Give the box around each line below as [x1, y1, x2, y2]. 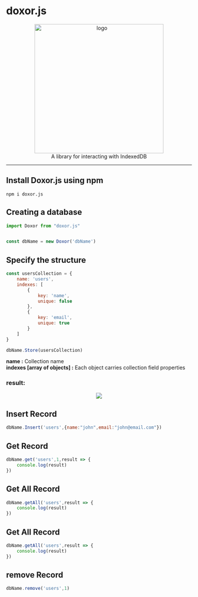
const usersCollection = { [6, 270, 72, 277]
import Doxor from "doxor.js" [6, 223, 81, 229]
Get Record [6, 441, 48, 451]
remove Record [6, 570, 64, 580]
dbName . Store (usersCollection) [6, 347, 83, 353]
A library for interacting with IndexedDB [51, 152, 147, 160]
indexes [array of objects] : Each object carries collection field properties [6, 364, 186, 371]
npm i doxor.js [6, 191, 44, 197]
